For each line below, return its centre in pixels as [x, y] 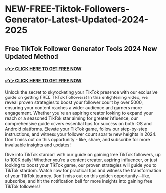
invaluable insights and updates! [38, 145]
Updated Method [32, 56]
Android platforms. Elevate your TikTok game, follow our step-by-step [76, 129]
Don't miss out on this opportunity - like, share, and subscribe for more [78, 140]
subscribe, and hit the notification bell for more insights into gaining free [79, 181]
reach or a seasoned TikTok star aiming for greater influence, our [72, 118]
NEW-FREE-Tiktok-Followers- [67, 9]
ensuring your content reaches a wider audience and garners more [74, 108]
